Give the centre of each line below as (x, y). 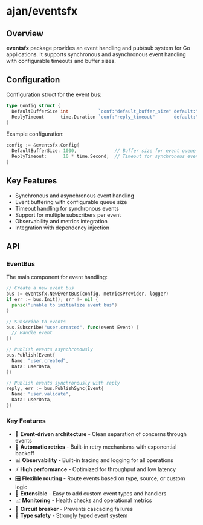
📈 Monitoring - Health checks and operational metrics (83, 500)
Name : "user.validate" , (41, 394)
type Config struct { (34, 105)
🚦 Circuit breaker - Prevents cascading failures (74, 509)
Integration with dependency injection (62, 228)
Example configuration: (35, 134)
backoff (24, 454)
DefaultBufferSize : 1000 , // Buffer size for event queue (104, 151)
